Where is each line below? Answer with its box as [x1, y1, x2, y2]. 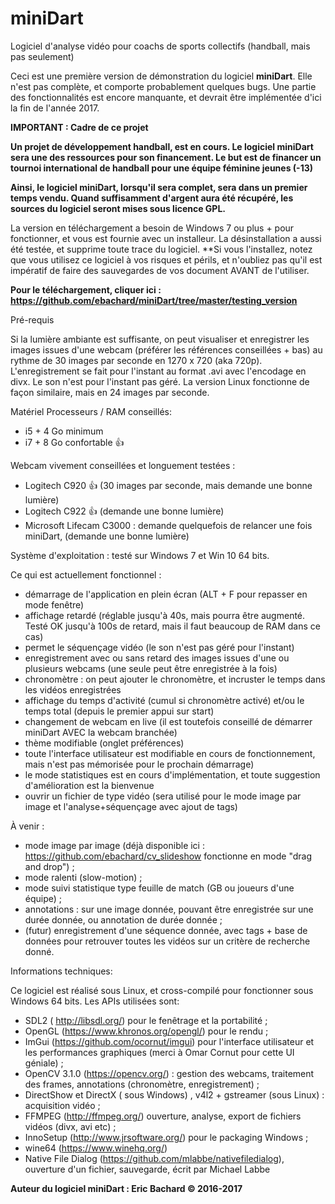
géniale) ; [24, 1057, 64, 1069]
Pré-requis [10, 313, 55, 326]
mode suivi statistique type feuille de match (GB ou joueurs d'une [24, 882, 295, 894]
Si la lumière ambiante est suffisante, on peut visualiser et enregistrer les [10, 333, 310, 345]
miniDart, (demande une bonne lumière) [24, 530, 190, 542]
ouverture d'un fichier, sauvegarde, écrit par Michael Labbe [24, 1163, 271, 1175]
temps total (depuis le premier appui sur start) [24, 705, 215, 717]
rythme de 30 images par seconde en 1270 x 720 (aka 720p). [10, 354, 263, 366]
